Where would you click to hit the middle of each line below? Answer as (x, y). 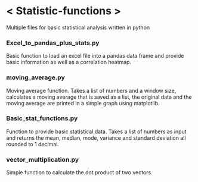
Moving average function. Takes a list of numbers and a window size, (91, 90)
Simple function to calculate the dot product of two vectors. (80, 172)
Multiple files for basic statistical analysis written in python (78, 27)
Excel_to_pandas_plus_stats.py (53, 43)
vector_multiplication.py (43, 159)
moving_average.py (36, 77)
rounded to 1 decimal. (33, 144)
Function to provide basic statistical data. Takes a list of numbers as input (96, 131)
